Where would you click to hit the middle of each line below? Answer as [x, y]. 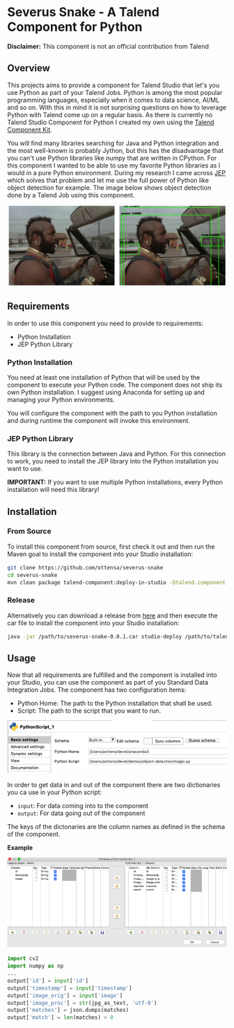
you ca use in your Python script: [55, 792]
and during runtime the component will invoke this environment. [99, 420]
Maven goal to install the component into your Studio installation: [100, 554]
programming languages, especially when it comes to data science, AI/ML [114, 100]
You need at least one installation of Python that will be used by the [104, 377]
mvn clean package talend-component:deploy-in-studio [87, 582]
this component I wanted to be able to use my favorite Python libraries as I [114, 165]
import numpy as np [36, 966]
